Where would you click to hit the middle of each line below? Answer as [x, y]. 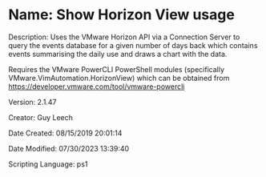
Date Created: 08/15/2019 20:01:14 [65, 133]
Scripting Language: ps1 [48, 164]
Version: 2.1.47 [32, 102]
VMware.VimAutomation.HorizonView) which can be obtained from [119, 78]
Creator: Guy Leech [41, 117]
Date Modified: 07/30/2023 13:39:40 [69, 148]
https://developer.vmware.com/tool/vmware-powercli [97, 86]
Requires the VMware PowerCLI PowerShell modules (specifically [117, 69]
